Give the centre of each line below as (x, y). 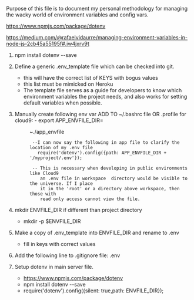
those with (43, 194)
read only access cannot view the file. (90, 199)
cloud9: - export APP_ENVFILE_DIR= (59, 120)
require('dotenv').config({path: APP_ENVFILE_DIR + (102, 153)
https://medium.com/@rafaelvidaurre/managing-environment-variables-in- (97, 37)
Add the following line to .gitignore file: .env (67, 255)
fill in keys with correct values (59, 244)
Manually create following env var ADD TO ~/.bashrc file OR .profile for (101, 114)
